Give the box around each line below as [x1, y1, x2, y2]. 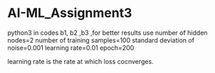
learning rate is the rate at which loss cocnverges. [7, 57, 154, 65]
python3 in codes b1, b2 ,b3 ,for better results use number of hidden [7, 28, 208, 37]
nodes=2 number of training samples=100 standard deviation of [7, 35, 194, 44]
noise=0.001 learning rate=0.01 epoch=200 [7, 43, 135, 52]
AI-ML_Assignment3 [7, 5, 132, 21]
